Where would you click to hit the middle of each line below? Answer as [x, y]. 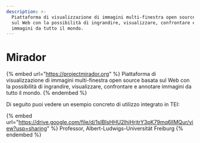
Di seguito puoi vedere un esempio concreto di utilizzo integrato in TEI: [93, 104]
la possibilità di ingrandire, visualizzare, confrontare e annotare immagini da [99, 87]
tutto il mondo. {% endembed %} [47, 93]
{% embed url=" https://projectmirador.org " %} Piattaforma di [81, 74]
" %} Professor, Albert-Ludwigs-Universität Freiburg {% [115, 129]
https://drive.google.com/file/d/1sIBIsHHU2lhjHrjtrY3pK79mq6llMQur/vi [106, 122]
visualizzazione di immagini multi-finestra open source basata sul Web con [98, 80]
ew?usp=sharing [27, 129]
